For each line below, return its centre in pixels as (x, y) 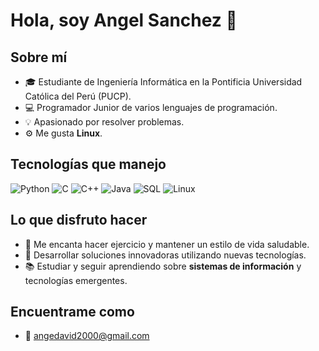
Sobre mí (39, 57)
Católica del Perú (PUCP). (78, 96)
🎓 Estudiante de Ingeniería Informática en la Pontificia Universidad (163, 82)
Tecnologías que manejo (88, 164)
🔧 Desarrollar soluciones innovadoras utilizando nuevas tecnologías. (165, 255)
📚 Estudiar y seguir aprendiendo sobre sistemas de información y (163, 266)
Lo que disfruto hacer (79, 220)
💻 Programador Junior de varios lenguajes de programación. (151, 107)
